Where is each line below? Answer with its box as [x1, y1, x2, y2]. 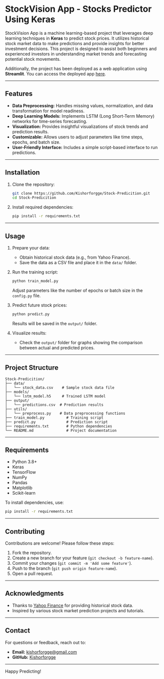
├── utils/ [5, 406, 27, 411]
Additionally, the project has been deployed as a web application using [5, 65, 147, 72]
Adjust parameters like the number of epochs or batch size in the [12, 287, 143, 293]
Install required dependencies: [12, 204, 74, 210]
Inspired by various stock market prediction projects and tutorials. [12, 607, 145, 613]
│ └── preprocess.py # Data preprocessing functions [5, 411, 125, 416]
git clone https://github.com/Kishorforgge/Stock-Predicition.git [12, 191, 150, 196]
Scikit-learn [12, 490, 36, 496]
